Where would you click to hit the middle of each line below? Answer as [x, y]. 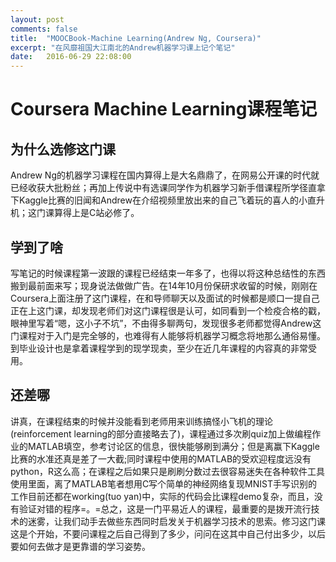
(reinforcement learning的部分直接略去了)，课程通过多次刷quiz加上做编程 [161, 433]
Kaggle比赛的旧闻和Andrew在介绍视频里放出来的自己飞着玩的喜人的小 [163, 200]
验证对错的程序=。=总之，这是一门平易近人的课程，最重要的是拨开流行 [165, 508]
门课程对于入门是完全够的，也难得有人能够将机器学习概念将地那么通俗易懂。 [168, 335]
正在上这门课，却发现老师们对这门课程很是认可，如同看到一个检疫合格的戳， [168, 310]
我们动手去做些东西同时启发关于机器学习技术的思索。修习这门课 [194, 521]
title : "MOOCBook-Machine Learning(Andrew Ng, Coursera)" [136, 38]
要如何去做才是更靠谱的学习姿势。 [80, 546]
